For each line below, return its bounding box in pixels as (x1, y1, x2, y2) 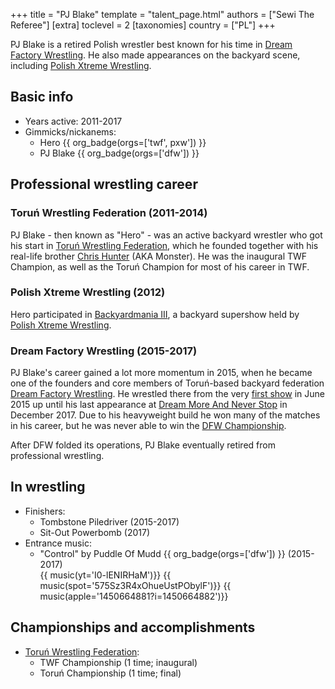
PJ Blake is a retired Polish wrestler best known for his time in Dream (10, 39, 293, 50)
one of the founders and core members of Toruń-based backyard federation (10, 377, 325, 389)
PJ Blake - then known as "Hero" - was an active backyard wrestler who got (10, 229, 323, 241)
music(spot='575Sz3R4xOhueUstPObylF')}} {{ (39, 579, 232, 591)
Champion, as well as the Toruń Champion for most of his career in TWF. (10, 260, 310, 273)
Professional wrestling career (10, 176, 198, 193)
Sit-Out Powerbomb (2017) (39, 526, 151, 538)
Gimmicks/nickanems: (24, 125, 117, 138)
